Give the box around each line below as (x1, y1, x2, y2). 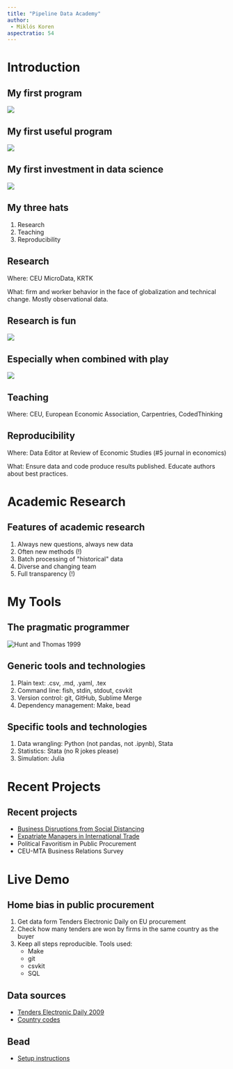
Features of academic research (7, 522, 145, 533)
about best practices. (7, 469, 68, 478)
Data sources (7, 990, 66, 1001)
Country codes (17, 1015, 61, 1024)
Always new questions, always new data (17, 540, 134, 548)
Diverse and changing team (17, 562, 97, 570)
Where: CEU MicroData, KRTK (7, 274, 94, 282)
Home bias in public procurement (7, 899, 154, 911)
